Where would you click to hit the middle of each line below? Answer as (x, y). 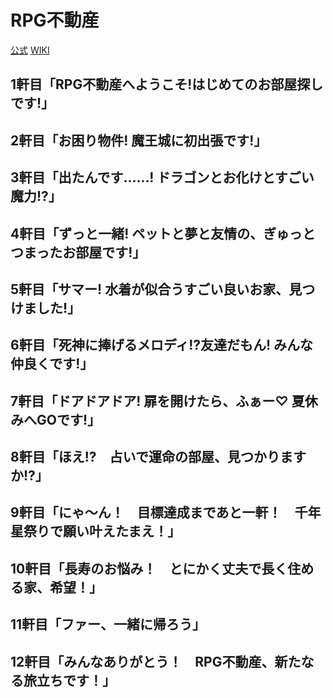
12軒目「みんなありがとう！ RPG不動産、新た (156, 661)
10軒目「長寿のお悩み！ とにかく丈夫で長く (149, 568)
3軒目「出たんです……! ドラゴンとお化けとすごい (162, 177)
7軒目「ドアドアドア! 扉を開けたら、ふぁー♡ (149, 401)
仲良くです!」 (52, 364)
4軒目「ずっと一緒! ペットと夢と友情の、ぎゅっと (163, 233)
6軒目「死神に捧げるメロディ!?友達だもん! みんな (162, 345)
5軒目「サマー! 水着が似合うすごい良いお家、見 (156, 289)
